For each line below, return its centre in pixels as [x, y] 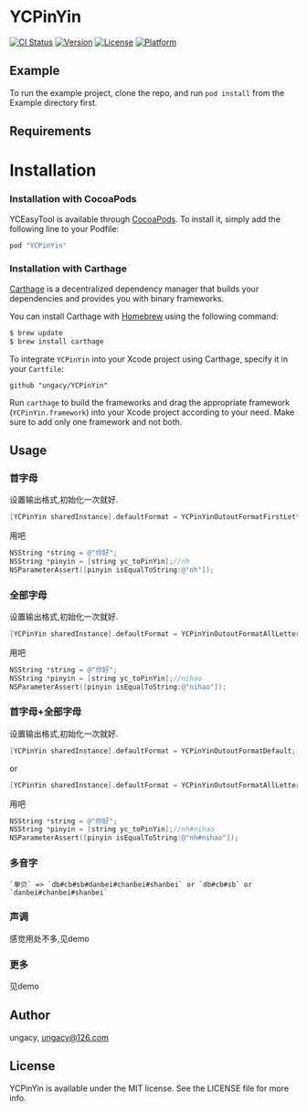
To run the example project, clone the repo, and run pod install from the [147, 92]
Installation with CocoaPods [73, 199]
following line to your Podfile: [64, 228]
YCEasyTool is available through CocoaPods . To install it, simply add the [145, 219]
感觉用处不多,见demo [49, 938]
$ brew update [37, 333]
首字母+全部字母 [46, 712]
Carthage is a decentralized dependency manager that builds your [134, 289]
